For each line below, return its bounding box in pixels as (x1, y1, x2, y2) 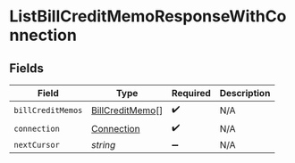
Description (219, 87, 271, 99)
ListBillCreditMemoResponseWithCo (9, 6, 287, 27)
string (90, 139, 116, 151)
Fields (9, 61, 45, 76)
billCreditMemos (13, 105, 83, 115)
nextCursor (13, 140, 60, 150)
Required (171, 87, 212, 99)
